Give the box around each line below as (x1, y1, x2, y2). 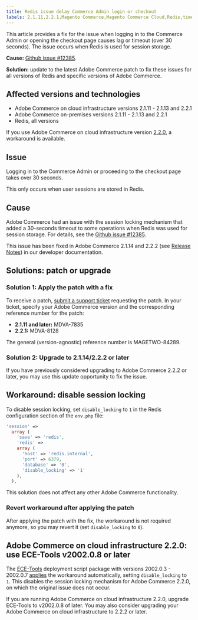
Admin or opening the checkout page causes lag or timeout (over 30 (6, 37, 173, 44)
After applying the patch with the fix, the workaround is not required (6, 517, 171, 524)
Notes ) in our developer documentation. (6, 249, 103, 256)
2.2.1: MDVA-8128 (14, 327, 59, 334)
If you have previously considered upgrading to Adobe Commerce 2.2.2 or (6, 367, 187, 374)
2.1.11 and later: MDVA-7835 (14, 321, 84, 328)
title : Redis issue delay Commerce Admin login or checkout (6, 8, 157, 15)
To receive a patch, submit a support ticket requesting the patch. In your (6, 296, 181, 304)
